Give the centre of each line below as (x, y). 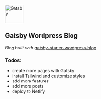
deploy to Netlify (29, 91)
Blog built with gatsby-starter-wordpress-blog (51, 48)
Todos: (13, 60)
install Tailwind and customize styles (48, 76)
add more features (30, 81)
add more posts (28, 86)
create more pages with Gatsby (43, 71)
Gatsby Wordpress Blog (42, 36)
